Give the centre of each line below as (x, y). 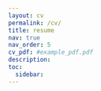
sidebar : (30, 74)
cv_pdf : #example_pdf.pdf (50, 52)
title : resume (32, 30)
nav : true (24, 38)
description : (30, 60)
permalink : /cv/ (35, 23)
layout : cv (26, 15)
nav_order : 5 (30, 45)
